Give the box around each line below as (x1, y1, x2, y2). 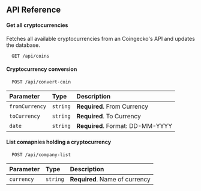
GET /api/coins (11, 53, 50, 59)
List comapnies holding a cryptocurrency (6, 138, 112, 146)
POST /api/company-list (11, 152, 71, 158)
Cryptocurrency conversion (6, 65, 77, 73)
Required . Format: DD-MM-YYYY (76, 121, 173, 130)
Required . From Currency (76, 102, 149, 111)
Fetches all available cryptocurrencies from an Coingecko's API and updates (6, 35, 195, 42)
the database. (6, 41, 41, 49)
